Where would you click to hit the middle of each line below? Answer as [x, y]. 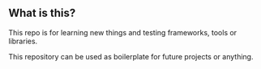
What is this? [42, 13]
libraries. [23, 41]
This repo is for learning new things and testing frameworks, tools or [123, 32]
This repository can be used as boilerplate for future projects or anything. [131, 56]
